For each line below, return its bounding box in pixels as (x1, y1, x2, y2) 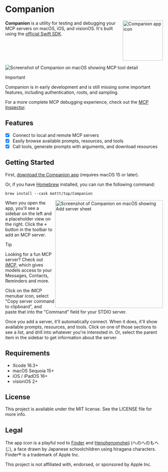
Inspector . (5, 104, 26, 110)
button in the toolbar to (5, 226, 52, 232)
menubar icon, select (5, 293, 49, 299)
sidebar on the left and (5, 210, 52, 216)
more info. (5, 411, 26, 417)
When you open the (5, 199, 46, 206)
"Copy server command (5, 298, 54, 304)
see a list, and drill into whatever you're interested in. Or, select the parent (5, 329, 157, 335)
